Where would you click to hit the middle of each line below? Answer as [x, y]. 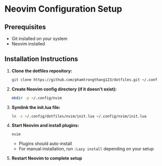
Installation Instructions [41, 59]
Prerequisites [25, 27]
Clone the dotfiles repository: [42, 71]
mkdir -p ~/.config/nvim [37, 98]
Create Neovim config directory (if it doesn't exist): [64, 89]
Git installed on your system [39, 38]
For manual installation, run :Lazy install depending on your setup [86, 149]
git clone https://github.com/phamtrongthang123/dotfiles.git [76, 80]
